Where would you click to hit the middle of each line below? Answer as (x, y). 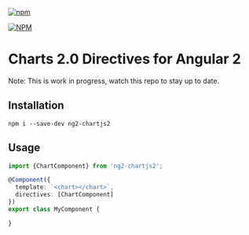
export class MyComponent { (54, 209)
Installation (36, 106)
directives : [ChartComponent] (64, 195)
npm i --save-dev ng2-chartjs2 (59, 123)
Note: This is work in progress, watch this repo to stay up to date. (114, 81)
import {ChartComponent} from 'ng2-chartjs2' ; (86, 166)
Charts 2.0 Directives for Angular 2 (124, 59)
